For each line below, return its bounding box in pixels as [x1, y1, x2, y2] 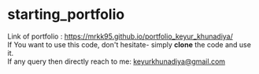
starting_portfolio [7, 6, 125, 24]
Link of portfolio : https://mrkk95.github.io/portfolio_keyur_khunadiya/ [7, 31, 233, 41]
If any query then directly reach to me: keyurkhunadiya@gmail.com [7, 57, 226, 66]
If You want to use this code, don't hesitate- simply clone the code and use [7, 39, 251, 49]
